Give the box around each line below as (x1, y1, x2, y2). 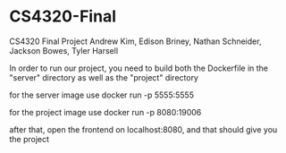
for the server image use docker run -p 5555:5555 (9, 89, 195, 100)
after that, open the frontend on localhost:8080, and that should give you (9, 123, 278, 135)
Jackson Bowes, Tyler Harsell (9, 45, 119, 55)
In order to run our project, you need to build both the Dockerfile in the (9, 63, 269, 73)
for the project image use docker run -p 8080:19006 (9, 106, 202, 117)
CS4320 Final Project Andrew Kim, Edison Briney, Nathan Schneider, (9, 36, 262, 47)
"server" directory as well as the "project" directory (9, 72, 199, 82)
